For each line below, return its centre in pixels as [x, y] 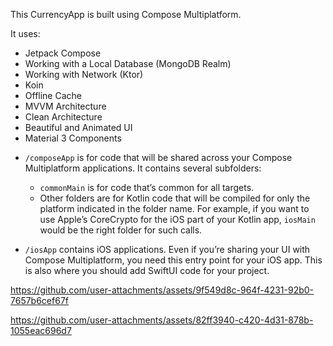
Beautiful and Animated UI [78, 127]
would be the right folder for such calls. [121, 230]
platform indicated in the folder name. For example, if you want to [174, 208]
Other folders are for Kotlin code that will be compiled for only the [175, 198]
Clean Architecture [63, 117]
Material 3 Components [73, 138]
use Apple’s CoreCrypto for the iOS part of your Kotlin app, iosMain [177, 219]
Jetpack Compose [63, 53]
